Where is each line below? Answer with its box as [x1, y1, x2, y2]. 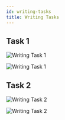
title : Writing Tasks [6, 14, 60, 20]
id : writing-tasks [6, 8, 51, 15]
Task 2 [6, 80, 31, 90]
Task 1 [6, 36, 30, 46]
